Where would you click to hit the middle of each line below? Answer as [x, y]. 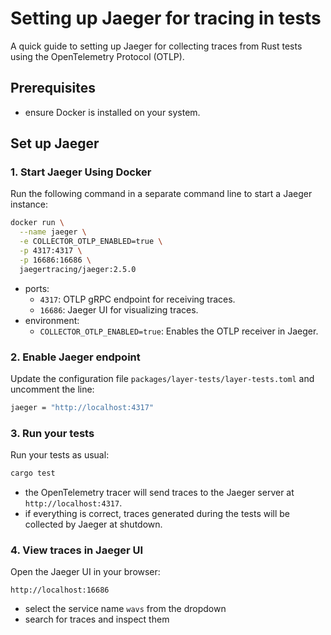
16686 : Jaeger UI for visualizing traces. [119, 309]
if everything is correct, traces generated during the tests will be [157, 514]
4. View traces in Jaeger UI [77, 550]
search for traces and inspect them [97, 619]
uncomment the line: [52, 389]
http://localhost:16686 [60, 590]
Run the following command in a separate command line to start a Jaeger [161, 194]
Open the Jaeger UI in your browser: [85, 572]
